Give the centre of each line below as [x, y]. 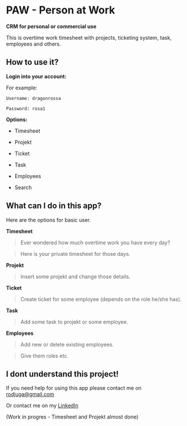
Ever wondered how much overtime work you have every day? [95, 243]
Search [23, 187]
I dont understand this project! [62, 374]
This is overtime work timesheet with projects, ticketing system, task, [89, 37]
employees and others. [33, 44]
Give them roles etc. [44, 356]
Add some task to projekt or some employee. [74, 321]
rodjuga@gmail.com [30, 394]
